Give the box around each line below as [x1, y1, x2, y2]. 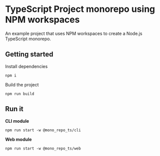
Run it [5, 105, 24, 113]
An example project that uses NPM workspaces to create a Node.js [5, 30, 143, 36]
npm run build [5, 91, 35, 96]
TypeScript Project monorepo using [5, 3, 156, 15]
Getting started [5, 50, 54, 59]
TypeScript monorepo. [5, 36, 51, 42]
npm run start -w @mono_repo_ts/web [5, 146, 81, 151]
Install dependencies [5, 63, 48, 69]
